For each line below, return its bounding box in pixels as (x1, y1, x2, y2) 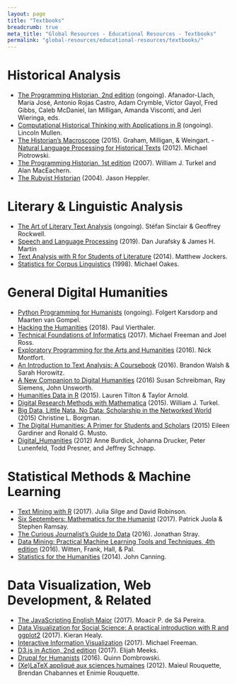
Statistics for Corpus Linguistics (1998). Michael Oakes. (17, 260, 180, 268)
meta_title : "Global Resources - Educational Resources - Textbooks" (7, 30, 217, 38)
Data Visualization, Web (7, 578, 151, 593)
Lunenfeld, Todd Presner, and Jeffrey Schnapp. (17, 443, 156, 452)
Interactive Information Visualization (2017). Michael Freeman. (17, 638, 198, 646)
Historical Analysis (7, 67, 121, 84)
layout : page (7, 10, 46, 18)
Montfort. (17, 353, 45, 362)
